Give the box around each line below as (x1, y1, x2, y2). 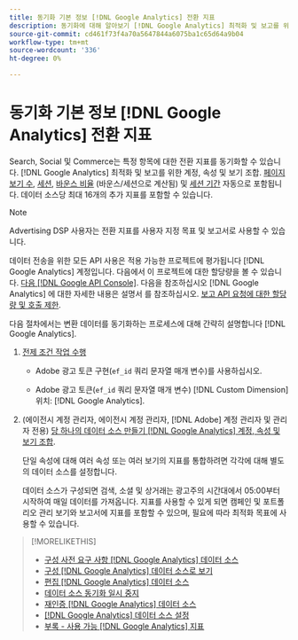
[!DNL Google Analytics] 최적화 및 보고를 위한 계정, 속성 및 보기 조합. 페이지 (20, 167, 286, 177)
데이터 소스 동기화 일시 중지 (43, 587, 139, 598)
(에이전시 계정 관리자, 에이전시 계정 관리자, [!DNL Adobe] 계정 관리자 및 (21, 414, 271, 425)
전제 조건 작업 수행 (21, 347, 87, 357)
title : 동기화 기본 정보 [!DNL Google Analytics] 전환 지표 (9, 12, 216, 22)
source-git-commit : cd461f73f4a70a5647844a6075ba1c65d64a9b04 (9, 29, 244, 38)
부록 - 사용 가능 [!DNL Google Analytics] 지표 (43, 620, 205, 631)
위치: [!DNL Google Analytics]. (35, 395, 145, 406)
